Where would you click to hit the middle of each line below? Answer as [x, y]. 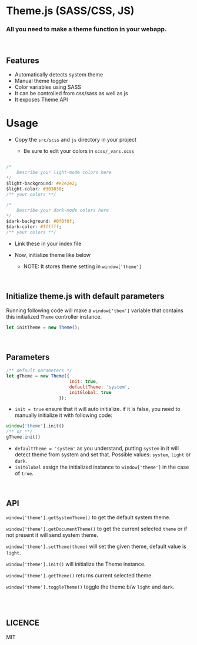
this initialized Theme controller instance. [54, 316]
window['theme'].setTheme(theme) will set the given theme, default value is [96, 546]
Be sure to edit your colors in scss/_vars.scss [79, 151]
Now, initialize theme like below [53, 255]
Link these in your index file [48, 243]
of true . [24, 473]
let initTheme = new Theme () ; [43, 327]
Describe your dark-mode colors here [63, 210]
